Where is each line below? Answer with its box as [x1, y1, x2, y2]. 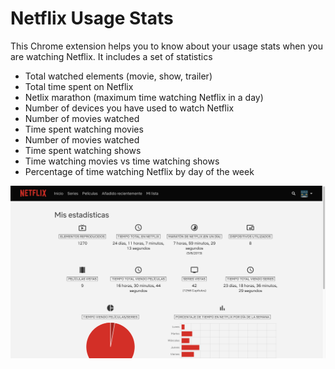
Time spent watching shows [24, 144, 142, 156]
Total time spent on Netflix [24, 80, 134, 92]
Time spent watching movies [24, 123, 144, 135]
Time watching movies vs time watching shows [24, 155, 220, 167]
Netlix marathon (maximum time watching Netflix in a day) [24, 91, 264, 103]
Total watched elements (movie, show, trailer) [24, 70, 213, 82]
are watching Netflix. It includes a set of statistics [10, 50, 213, 62]
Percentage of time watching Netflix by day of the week [24, 165, 255, 177]
